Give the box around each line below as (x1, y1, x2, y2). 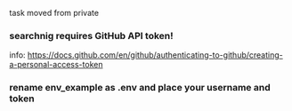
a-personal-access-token (9, 59, 103, 70)
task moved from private (9, 8, 100, 18)
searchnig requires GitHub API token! (9, 29, 174, 42)
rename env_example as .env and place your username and (9, 82, 271, 94)
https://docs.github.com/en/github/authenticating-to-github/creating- (27, 50, 283, 60)
